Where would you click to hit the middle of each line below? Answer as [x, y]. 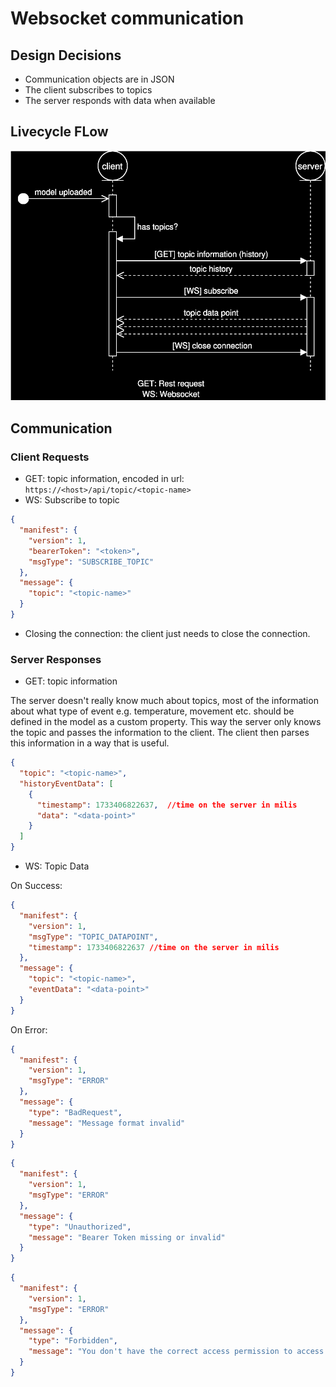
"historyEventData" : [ [66, 783]
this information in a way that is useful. [90, 743]
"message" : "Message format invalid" [107, 1123]
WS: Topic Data [57, 866]
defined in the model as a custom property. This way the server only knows [166, 722]
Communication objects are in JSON [99, 79]
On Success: [36, 886]
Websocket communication [127, 18]
